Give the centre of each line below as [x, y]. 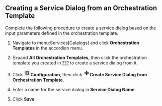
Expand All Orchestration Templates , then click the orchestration [80, 57]
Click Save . [24, 99]
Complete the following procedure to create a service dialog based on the [81, 28]
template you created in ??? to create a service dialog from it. [75, 63]
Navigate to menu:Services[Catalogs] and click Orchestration [76, 43]
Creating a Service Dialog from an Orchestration [81, 8]
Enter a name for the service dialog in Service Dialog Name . [74, 89]
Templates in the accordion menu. [48, 48]
